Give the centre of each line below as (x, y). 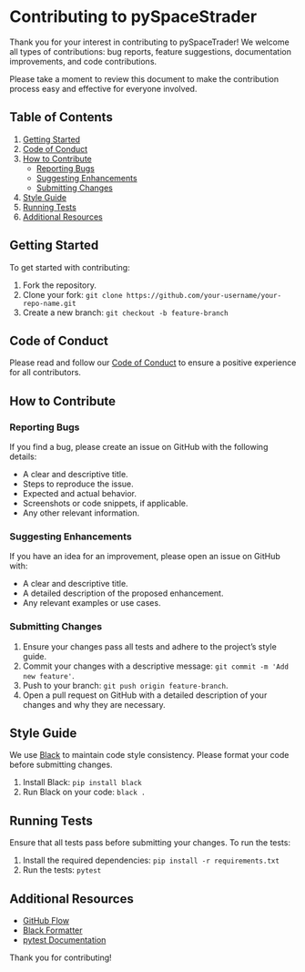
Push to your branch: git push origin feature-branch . (125, 685)
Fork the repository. (60, 285)
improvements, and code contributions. (83, 61)
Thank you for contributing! (61, 957)
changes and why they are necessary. (94, 704)
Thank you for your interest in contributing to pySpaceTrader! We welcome (149, 42)
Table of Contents (61, 117)
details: (23, 456)
